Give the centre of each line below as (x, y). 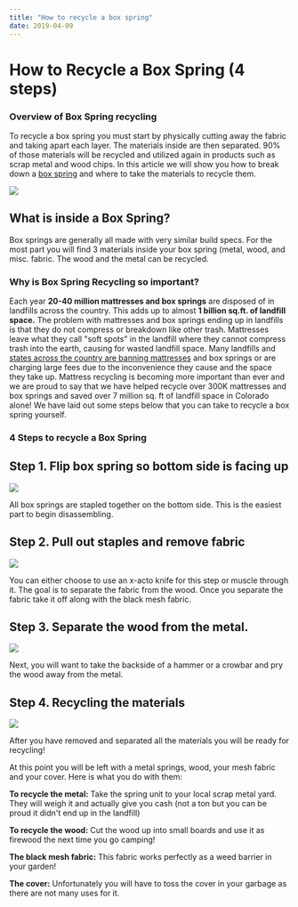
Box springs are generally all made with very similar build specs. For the (141, 239)
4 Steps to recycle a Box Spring (78, 438)
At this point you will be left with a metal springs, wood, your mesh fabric (142, 767)
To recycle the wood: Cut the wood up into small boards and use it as (137, 830)
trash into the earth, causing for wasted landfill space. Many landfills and (142, 349)
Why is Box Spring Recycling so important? (105, 281)
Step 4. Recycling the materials (97, 703)
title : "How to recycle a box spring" (81, 17)
